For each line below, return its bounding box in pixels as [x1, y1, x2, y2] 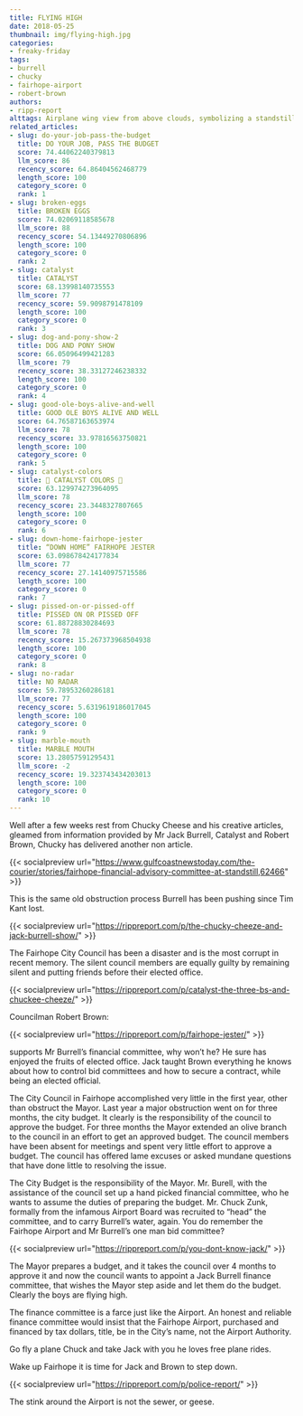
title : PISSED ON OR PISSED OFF [17, 610, 140, 619]
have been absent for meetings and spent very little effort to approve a [9, 1141, 272, 1151]
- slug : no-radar [9, 669, 75, 678]
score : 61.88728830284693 [17, 618, 115, 628]
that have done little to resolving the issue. [9, 1160, 167, 1171]
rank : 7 [17, 593, 47, 602]
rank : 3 [17, 325, 47, 334]
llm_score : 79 [17, 358, 70, 367]
